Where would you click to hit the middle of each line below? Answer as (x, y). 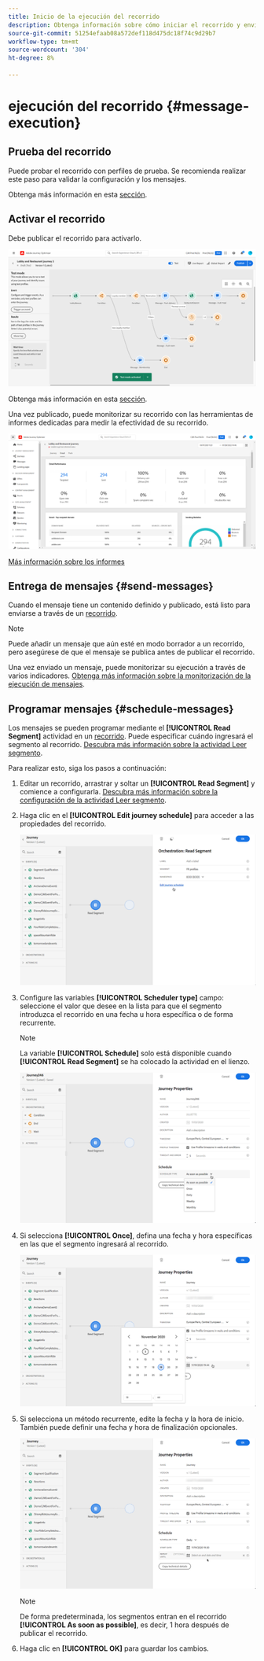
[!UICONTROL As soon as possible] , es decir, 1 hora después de (124, 1625)
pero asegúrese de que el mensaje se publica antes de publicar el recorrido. (132, 652)
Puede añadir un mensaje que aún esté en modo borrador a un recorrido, (126, 644)
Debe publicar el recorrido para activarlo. (75, 238)
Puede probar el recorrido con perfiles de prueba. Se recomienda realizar (127, 171)
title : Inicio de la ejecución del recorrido (84, 17)
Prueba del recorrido (60, 152)
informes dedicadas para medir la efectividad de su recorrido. (108, 422)
